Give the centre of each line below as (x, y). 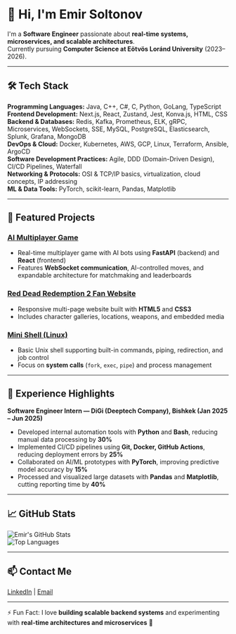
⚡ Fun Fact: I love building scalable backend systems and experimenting (113, 613)
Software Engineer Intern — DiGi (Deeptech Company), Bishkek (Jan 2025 (118, 411)
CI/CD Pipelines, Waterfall (45, 166)
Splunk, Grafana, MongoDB (47, 136)
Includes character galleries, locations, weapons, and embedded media (121, 316)
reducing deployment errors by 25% (70, 454)
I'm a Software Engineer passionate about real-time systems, (98, 34)
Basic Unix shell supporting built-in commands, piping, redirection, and (120, 350)
